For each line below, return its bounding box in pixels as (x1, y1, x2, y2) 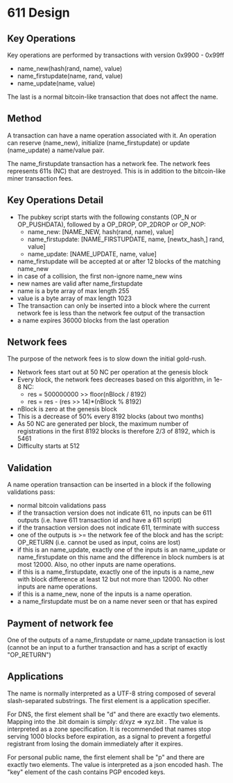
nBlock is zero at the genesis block (17, 405, 118, 413)
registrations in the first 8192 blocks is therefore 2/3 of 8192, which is (17, 427, 216, 436)
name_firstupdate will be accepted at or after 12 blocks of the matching (17, 257, 221, 265)
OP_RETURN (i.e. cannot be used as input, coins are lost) (17, 538, 181, 547)
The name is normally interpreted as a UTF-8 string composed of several (7, 689, 216, 698)
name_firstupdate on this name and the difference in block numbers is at (17, 553, 225, 561)
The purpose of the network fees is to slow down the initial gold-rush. (7, 354, 207, 363)
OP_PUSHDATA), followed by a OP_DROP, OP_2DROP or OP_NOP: (17, 220, 206, 229)
